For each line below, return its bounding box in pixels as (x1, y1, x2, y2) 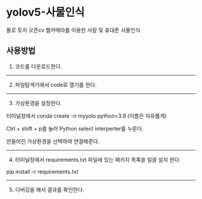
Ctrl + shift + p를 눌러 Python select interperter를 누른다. (6, 125, 144, 132)
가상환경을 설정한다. (14, 99, 62, 107)
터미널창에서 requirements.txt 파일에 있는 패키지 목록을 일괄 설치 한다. (14, 156, 181, 163)
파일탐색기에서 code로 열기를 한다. (14, 81, 97, 88)
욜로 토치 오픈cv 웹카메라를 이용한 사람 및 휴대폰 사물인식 (6, 26, 141, 34)
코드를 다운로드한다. (14, 62, 62, 70)
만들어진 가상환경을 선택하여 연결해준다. (6, 137, 100, 144)
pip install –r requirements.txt (6, 168, 79, 175)
